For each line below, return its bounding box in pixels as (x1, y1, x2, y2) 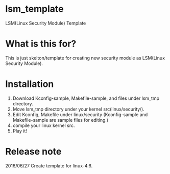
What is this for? (5, 38, 77, 50)
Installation (5, 78, 54, 90)
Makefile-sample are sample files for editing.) (12, 117, 109, 123)
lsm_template (5, 3, 64, 15)
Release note (5, 146, 62, 157)
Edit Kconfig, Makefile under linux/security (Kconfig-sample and (12, 111, 148, 118)
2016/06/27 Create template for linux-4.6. (5, 162, 93, 169)
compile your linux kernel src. (12, 122, 75, 128)
